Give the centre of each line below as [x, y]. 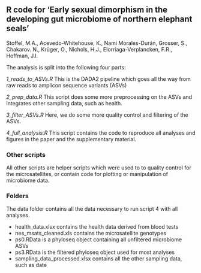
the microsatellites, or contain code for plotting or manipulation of [87, 174]
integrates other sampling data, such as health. [64, 103]
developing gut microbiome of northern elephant [99, 19]
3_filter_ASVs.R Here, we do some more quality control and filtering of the [97, 115]
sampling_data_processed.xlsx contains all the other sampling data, [98, 259]
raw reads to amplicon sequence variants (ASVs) [67, 85]
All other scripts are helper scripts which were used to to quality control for [99, 168]
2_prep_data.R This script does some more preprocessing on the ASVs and [99, 97]
